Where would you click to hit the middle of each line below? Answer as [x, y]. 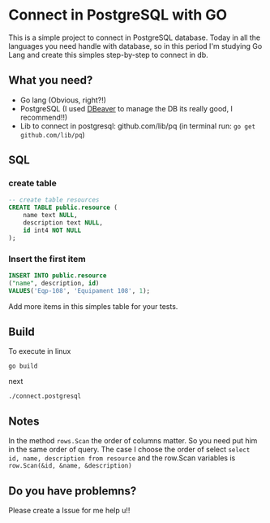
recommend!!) [44, 117]
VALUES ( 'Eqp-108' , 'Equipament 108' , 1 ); [79, 290]
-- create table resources [54, 200]
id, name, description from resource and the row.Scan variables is [122, 458]
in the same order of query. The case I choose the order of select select [129, 450]
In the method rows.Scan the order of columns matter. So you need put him [133, 441]
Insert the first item [47, 259]
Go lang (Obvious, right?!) [63, 100]
